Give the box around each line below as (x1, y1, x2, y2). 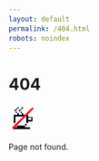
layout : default (8, 14, 70, 24)
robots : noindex (8, 33, 70, 43)
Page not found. (8, 141, 69, 153)
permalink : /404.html (8, 24, 91, 33)
